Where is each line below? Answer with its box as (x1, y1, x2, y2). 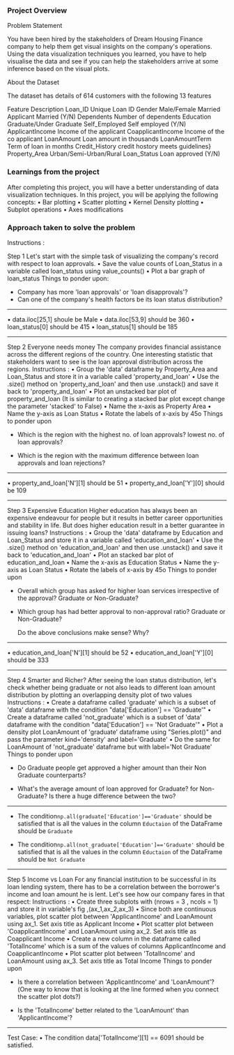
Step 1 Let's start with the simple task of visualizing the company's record (7, 252, 219, 260)
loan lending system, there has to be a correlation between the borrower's (7, 882, 220, 891)
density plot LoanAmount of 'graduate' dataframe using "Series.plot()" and (7, 728, 221, 736)
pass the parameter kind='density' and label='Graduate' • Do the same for (7, 735, 221, 743)
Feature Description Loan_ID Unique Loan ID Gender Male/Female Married (7, 105, 221, 114)
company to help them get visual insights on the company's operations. (7, 43, 212, 51)
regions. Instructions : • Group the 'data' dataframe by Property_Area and (7, 365, 218, 373)
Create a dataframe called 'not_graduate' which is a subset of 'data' (7, 712, 202, 721)
